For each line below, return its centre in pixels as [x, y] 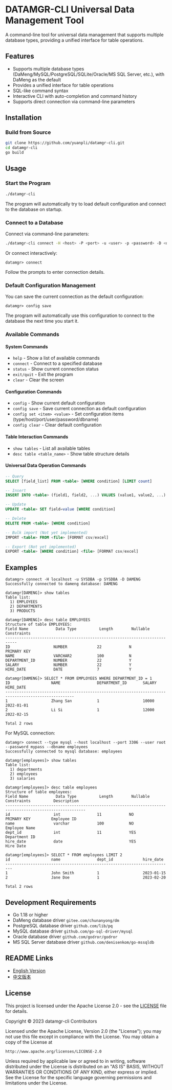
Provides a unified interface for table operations [63, 85]
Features [20, 56]
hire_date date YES [71, 842]
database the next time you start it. [42, 321]
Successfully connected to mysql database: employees [64, 752]
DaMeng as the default [37, 80]
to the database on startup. [34, 209]
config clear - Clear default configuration [57, 425]
